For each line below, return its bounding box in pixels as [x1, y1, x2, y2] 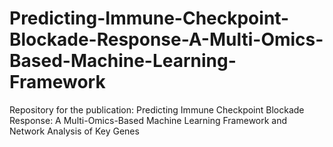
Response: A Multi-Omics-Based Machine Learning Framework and [9, 114, 288, 126]
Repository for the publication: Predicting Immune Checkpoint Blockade [9, 103, 305, 116]
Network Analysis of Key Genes [9, 125, 140, 137]
